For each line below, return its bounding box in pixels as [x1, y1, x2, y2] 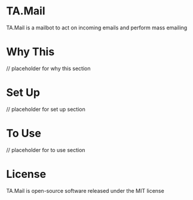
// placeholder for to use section [6, 146, 85, 153]
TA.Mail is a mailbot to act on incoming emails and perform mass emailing [6, 24, 188, 31]
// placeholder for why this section [6, 65, 91, 72]
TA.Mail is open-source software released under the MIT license [6, 187, 164, 194]
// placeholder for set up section [6, 105, 85, 113]
